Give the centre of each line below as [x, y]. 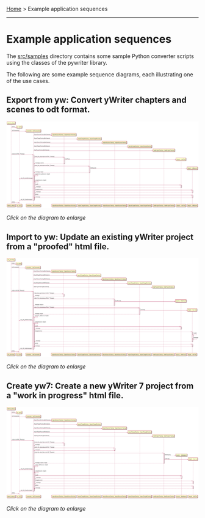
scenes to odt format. [48, 110]
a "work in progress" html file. [65, 396]
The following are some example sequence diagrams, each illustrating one [100, 74]
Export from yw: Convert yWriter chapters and [97, 100]
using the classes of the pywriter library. [57, 62]
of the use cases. [28, 81]
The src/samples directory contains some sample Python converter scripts [100, 56]
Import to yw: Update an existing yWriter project [100, 237]
